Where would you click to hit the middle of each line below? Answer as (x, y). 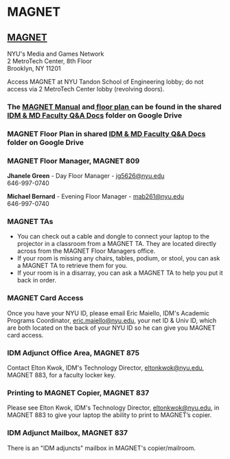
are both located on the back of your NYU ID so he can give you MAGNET (112, 328)
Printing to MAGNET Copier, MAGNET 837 (78, 392)
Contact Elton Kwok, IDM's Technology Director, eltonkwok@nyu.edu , (106, 368)
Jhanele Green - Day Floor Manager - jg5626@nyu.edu (86, 176)
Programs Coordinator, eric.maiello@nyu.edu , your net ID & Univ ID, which (112, 320)
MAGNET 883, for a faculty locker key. (61, 375)
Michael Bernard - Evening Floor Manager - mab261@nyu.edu (95, 197)
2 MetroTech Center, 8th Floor (50, 61)
